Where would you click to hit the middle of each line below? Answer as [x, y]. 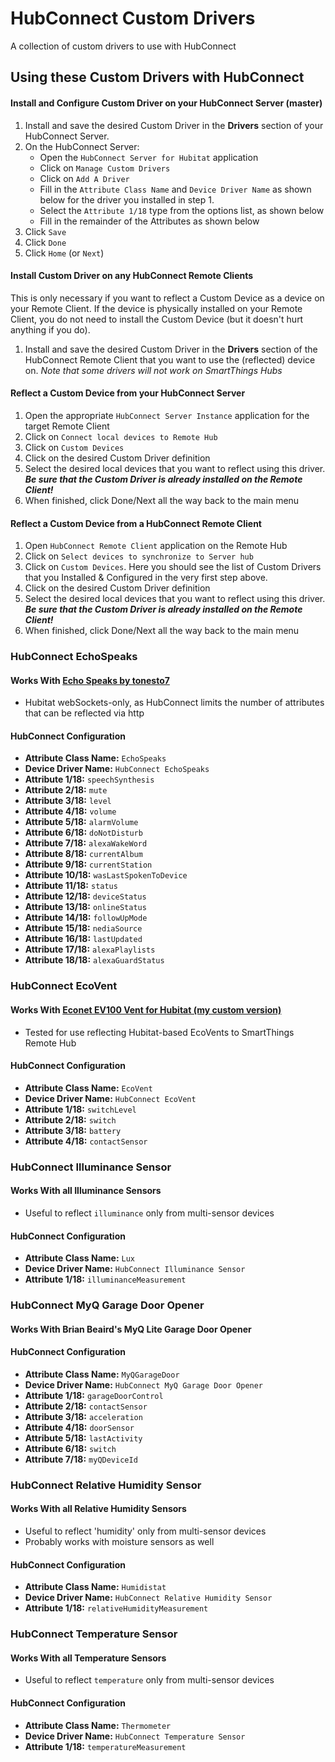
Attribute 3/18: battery [73, 1130]
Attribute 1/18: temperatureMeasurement [105, 1746]
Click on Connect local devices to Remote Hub [121, 436]
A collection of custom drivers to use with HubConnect [123, 46]
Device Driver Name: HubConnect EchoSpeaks [117, 769]
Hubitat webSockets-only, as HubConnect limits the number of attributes [174, 703]
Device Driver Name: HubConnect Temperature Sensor [135, 1736]
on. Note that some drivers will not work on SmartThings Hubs [153, 370]
